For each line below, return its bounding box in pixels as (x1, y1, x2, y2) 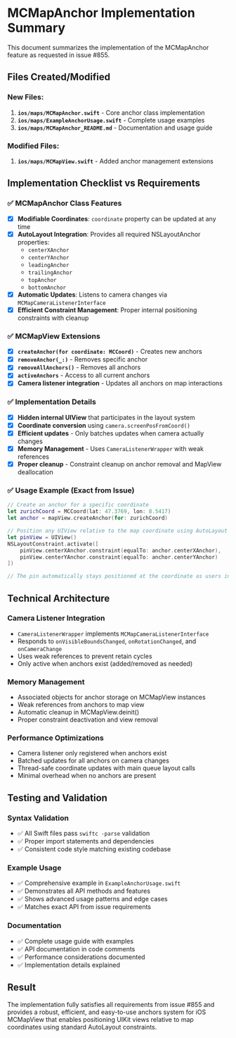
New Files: (7, 92, 44, 102)
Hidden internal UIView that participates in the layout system (17, 413, 195, 421)
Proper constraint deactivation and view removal (17, 715, 158, 724)
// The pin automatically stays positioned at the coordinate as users (7, 573, 221, 580)
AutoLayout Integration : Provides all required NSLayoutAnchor (17, 230, 201, 238)
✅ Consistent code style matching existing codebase (17, 845, 171, 853)
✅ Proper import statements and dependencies (17, 837, 155, 846)
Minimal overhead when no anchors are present (17, 772, 157, 780)
